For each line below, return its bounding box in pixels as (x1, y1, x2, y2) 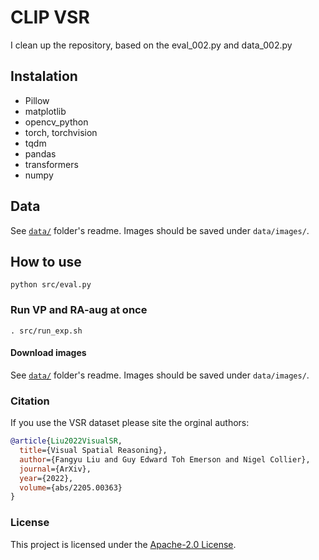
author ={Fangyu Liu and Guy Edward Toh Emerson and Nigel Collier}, (19, 454, 311, 465)
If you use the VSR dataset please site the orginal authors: (10, 417, 250, 429)
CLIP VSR (10, 6, 90, 29)
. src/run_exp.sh (10, 326, 83, 336)
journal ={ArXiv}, (19, 464, 92, 474)
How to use (10, 253, 82, 270)
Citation (10, 394, 50, 408)
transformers (24, 158, 79, 170)
